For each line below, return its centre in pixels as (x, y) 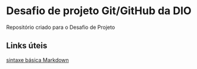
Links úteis (27, 46)
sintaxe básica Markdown (38, 60)
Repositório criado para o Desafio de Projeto (61, 27)
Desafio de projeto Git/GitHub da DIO (99, 11)
